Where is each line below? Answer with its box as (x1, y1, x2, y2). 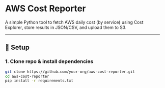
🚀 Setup (5, 43, 30, 52)
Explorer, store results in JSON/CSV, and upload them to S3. (5, 24, 127, 30)
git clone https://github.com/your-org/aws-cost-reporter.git (5, 69, 135, 74)
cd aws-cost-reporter (5, 74, 50, 79)
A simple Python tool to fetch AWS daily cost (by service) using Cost (5, 19, 144, 25)
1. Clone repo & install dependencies (5, 58, 93, 65)
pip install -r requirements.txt (5, 78, 74, 84)
